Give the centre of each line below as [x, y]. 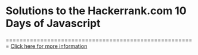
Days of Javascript [53, 23]
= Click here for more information [47, 46]
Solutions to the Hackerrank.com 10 [96, 11]
